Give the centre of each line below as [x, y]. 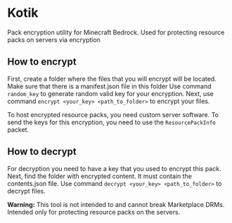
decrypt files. [26, 191]
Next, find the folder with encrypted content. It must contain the [99, 176]
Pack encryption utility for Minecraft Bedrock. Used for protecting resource [116, 32]
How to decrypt [42, 152]
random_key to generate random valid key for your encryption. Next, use [111, 93]
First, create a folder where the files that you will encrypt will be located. [112, 79]
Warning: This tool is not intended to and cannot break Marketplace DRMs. [116, 204]
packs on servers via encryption [54, 39]
